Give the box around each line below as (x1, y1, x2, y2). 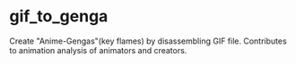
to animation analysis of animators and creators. (9, 44, 187, 55)
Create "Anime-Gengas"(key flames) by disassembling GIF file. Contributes (9, 36, 287, 46)
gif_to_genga (9, 6, 109, 27)
